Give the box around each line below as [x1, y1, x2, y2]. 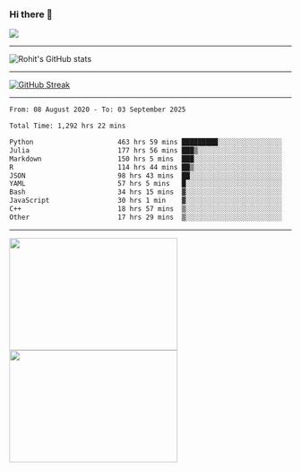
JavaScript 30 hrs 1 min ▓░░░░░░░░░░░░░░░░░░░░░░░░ [9, 197, 282, 205]
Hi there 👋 [9, 8, 54, 21]
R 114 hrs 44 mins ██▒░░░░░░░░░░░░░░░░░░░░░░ [9, 162, 282, 171]
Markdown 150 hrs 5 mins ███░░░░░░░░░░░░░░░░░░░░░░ [9, 154, 282, 163]
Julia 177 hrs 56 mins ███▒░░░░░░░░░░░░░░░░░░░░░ [9, 145, 282, 155]
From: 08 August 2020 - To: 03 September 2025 [9, 105, 186, 115]
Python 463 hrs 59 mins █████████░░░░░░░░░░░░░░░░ [9, 138, 282, 147]
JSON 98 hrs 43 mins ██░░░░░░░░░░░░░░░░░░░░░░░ [9, 170, 282, 180]
